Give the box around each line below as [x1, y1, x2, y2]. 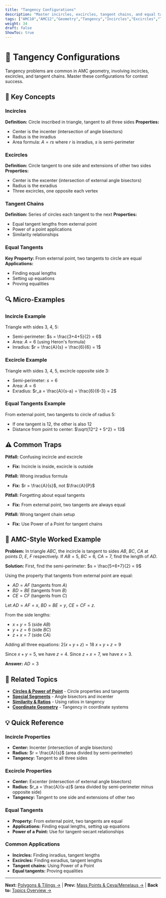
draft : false [5, 26, 32, 31]
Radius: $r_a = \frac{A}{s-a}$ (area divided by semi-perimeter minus [12, 784, 154, 790]
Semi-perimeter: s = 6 [12, 377, 58, 383]
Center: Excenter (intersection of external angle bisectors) [12, 779, 132, 785]
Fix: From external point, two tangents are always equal [12, 502, 126, 508]
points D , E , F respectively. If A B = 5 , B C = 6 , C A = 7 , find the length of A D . [5, 554, 158, 560]
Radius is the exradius [12, 183, 58, 189]
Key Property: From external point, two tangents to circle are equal [5, 255, 142, 261]
